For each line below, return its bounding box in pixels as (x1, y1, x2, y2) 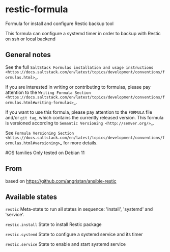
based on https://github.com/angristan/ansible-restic (5, 178, 117, 184)
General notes (5, 51, 51, 59)
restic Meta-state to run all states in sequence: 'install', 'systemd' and (5, 206, 153, 212)
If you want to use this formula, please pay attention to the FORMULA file (5, 109, 153, 115)
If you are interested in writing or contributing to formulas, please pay (5, 84, 151, 90)
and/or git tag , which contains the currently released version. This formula (5, 114, 164, 120)
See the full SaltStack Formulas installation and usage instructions (5, 64, 154, 70)
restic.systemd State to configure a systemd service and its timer (5, 231, 143, 238)
